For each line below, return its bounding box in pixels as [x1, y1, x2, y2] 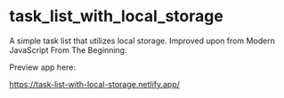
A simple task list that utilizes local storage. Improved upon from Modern [9, 35, 276, 46]
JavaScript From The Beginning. [9, 44, 127, 55]
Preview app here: [9, 62, 77, 72]
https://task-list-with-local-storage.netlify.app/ [9, 79, 181, 89]
